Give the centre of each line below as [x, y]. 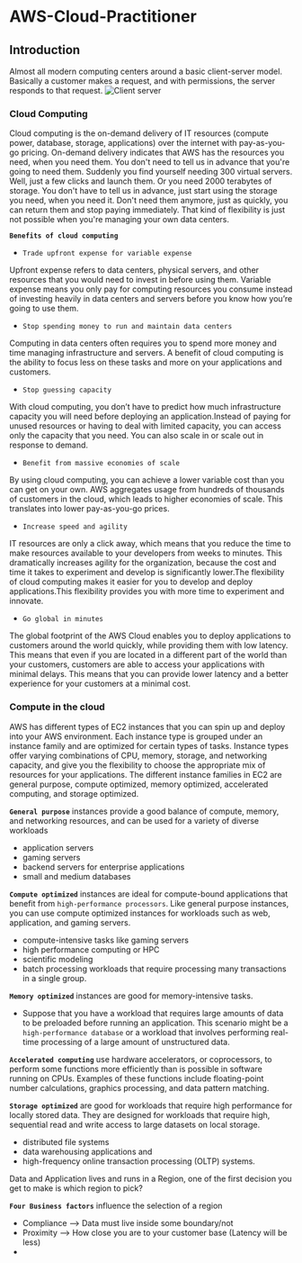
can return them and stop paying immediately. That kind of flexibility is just [147, 210]
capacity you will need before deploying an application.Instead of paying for [150, 417]
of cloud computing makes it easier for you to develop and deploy [131, 582]
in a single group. [54, 978]
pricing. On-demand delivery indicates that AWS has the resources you [153, 153]
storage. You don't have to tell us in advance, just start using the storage [143, 191]
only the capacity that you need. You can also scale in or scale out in [137, 436]
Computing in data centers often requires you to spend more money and [143, 343]
